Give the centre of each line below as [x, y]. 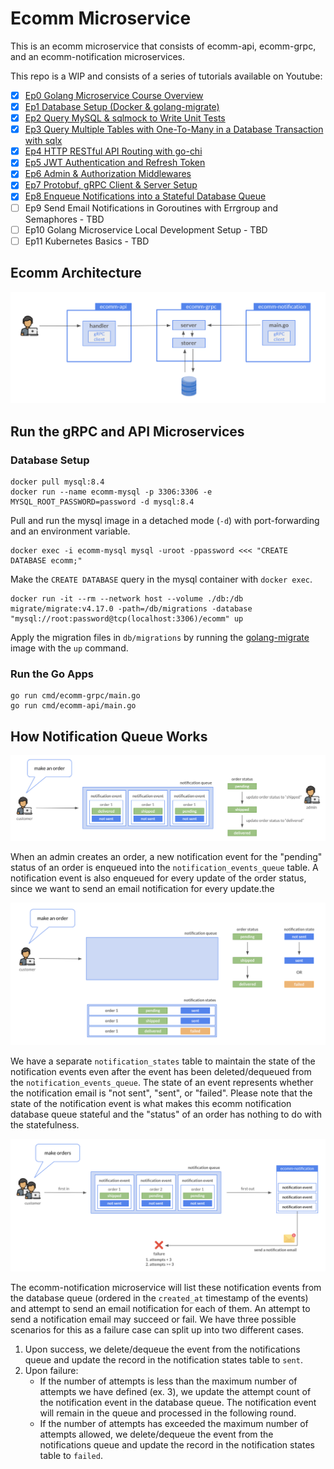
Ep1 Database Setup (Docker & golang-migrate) [122, 106]
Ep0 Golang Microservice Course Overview [114, 95]
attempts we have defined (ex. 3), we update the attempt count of [175, 1392]
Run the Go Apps [52, 674]
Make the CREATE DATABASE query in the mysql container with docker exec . [161, 579]
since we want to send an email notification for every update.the [142, 889]
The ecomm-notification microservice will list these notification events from [166, 1288]
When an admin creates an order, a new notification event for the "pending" [166, 857]
